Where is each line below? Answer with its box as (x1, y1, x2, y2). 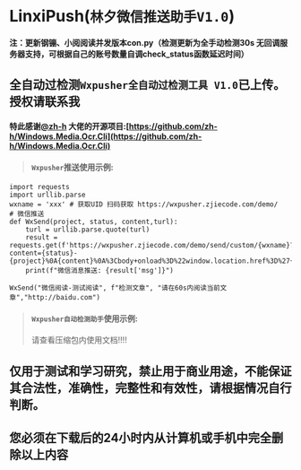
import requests (9, 182, 70, 191)
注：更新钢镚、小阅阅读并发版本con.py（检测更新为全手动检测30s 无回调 (9, 37, 280, 48)
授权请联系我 (9, 94, 81, 109)
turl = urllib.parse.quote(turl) (25, 225, 150, 234)
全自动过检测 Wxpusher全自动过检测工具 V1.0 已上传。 (9, 77, 286, 92)
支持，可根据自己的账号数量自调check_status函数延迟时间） (24, 48, 249, 59)
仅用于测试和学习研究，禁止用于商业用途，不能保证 (9, 363, 292, 379)
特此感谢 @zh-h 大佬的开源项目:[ (9, 120, 130, 131)
